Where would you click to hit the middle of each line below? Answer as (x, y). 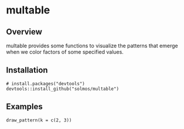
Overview (24, 32)
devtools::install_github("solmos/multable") (62, 89)
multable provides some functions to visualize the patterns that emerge (92, 46)
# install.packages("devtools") (45, 83)
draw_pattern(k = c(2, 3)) (39, 120)
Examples (24, 107)
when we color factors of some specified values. (65, 52)
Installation (27, 70)
